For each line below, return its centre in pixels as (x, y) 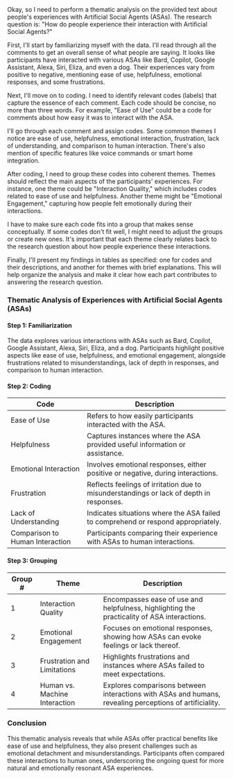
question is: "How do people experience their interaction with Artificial (107, 24)
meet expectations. (134, 673)
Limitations (58, 669)
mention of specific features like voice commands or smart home (100, 153)
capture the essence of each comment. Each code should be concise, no (112, 103)
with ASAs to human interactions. (141, 542)
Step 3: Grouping (32, 560)
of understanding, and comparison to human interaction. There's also (106, 146)
